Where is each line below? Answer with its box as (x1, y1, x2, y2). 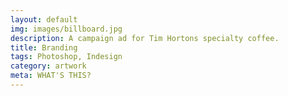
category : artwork (10, 61, 87, 71)
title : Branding (10, 42, 78, 53)
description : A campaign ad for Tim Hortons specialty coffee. (10, 33, 280, 43)
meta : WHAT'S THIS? (10, 71, 92, 81)
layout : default (10, 14, 78, 25)
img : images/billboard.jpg (10, 24, 123, 34)
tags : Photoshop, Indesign (10, 52, 123, 62)
